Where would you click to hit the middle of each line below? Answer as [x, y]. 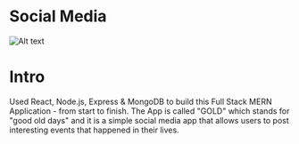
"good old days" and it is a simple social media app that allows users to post [149, 120]
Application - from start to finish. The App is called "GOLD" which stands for [149, 111]
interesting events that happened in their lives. [95, 130]
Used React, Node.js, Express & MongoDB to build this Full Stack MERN [141, 101]
